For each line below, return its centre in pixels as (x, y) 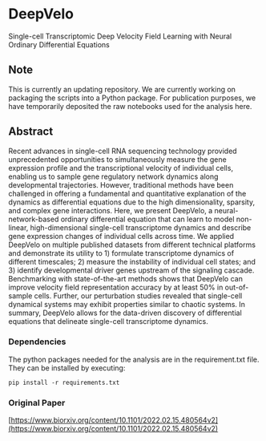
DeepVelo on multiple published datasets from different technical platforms (132, 245)
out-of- (237, 287)
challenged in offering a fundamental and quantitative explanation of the (127, 193)
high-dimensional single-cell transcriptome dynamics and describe (141, 227)
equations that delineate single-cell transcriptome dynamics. (108, 321)
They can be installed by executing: (67, 368)
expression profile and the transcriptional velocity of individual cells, (121, 168)
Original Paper (37, 403)
